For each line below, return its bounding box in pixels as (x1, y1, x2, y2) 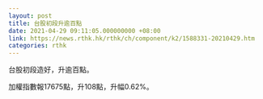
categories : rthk (8, 42, 67, 50)
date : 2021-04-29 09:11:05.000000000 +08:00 (8, 27, 161, 35)
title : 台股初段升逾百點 (8, 19, 83, 27)
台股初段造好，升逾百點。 (8, 65, 94, 75)
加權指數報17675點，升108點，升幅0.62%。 (8, 82, 154, 92)
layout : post (8, 11, 53, 20)
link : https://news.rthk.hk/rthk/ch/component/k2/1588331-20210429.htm (8, 34, 255, 43)
